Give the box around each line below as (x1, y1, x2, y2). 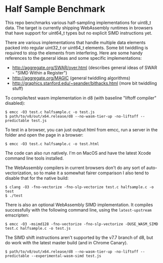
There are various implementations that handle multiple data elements (5, 39, 146, 45)
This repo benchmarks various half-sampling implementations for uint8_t (5, 20, 151, 25)
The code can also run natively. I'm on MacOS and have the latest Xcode (5, 150, 151, 156)
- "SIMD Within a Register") (12, 70, 67, 75)
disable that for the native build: (5, 175, 69, 181)
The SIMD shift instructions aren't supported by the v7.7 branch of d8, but (5, 234, 153, 240)
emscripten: (5, 212, 29, 218)
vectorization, (5, 170, 33, 176)
